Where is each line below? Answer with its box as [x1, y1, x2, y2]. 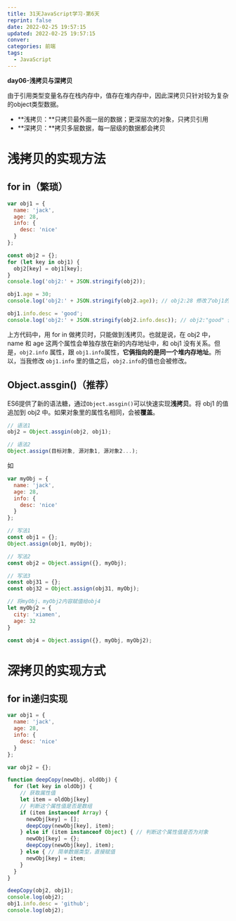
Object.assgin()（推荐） [7, 379, 114, 391]
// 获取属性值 [20, 790, 56, 797]
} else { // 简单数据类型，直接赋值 [20, 849, 116, 856]
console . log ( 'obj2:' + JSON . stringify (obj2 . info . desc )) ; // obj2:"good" [7, 316, 225, 323]
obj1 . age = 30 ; [7, 291, 52, 298]
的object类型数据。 [7, 100, 63, 108]
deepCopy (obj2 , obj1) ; [7, 887, 74, 894]
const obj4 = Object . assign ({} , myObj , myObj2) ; [7, 637, 152, 644]
